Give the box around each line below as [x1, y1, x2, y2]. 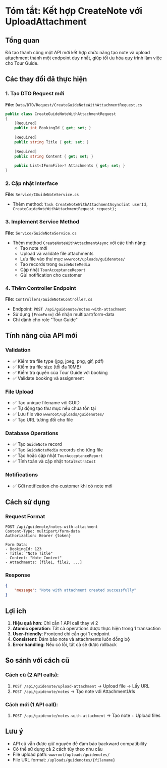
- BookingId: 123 [5, 547, 42, 552]
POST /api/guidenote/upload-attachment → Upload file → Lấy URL [12, 683, 150, 689]
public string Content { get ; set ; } [14, 153, 94, 159]
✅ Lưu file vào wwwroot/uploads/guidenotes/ [12, 411, 104, 417]
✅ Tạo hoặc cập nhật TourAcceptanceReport [12, 452, 103, 458]
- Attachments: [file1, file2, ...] [5, 560, 82, 565]
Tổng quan [5, 36, 40, 45]
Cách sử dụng [5, 497, 50, 506]
